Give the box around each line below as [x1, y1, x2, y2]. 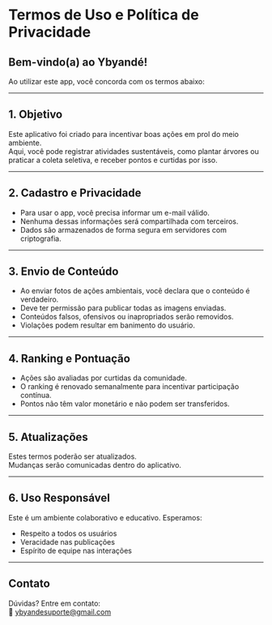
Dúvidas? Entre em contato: [8, 598, 101, 608]
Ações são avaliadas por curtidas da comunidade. [19, 373, 188, 383]
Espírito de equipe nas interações [19, 546, 132, 555]
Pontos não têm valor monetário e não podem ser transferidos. [19, 399, 230, 409]
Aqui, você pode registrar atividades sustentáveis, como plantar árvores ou [8, 146, 259, 156]
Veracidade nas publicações [19, 537, 116, 546]
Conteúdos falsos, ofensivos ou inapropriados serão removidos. [19, 312, 234, 322]
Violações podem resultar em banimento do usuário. [19, 320, 196, 330]
